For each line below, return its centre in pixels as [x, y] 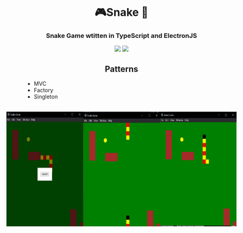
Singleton [46, 97]
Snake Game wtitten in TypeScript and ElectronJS [121, 36]
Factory [43, 91]
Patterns [121, 69]
